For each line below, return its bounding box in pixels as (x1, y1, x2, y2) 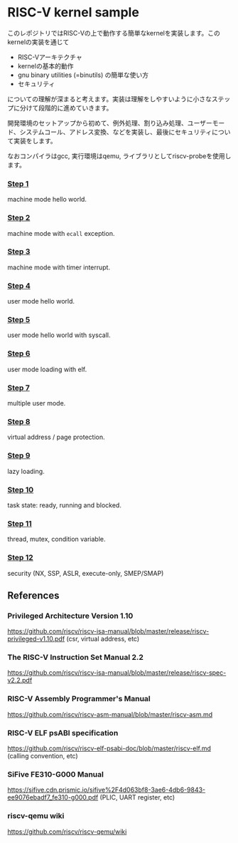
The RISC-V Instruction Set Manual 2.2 (7, 653, 144, 663)
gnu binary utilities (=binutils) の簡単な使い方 (17, 71, 149, 79)
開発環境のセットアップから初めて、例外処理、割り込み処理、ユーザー (7, 118, 213, 127)
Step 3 (7, 247, 31, 257)
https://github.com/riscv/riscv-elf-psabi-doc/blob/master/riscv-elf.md (7, 744, 212, 753)
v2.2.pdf (7, 676, 33, 685)
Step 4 (7, 281, 31, 291)
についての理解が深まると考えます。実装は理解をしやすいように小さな (7, 94, 212, 103)
